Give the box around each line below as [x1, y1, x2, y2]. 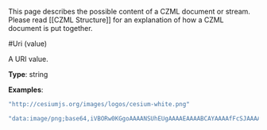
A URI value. [8, 55, 49, 63]
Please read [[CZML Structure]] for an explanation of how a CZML [8, 15, 224, 25]
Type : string [8, 70, 48, 78]
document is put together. [8, 24, 93, 32]
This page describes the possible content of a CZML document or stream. [8, 7, 250, 16]
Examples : [8, 85, 44, 94]
